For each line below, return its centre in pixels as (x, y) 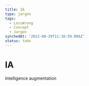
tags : (10, 18)
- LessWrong (21, 23)
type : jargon (18, 14)
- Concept (19, 28)
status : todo (18, 41)
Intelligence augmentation (31, 78)
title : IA (15, 9)
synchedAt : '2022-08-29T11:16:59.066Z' (45, 37)
